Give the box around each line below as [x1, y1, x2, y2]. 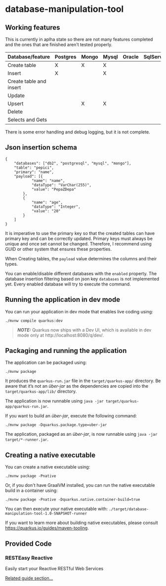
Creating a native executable [5, 451, 95, 459]
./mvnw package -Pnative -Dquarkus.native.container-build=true [5, 497, 140, 502]
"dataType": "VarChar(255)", [31, 182, 92, 187]
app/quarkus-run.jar [5, 404, 48, 410]
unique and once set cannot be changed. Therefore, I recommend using [5, 240, 152, 246]
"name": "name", [31, 178, 65, 183]
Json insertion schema [5, 143, 78, 152]
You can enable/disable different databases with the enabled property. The [5, 270, 157, 276]
